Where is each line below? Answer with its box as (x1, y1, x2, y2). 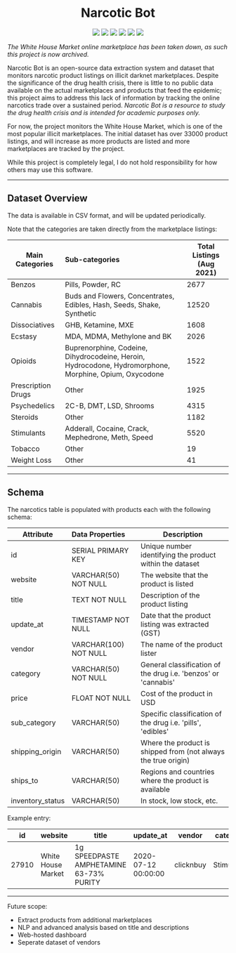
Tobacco (11, 444, 40, 454)
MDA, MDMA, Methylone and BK (65, 331, 172, 341)
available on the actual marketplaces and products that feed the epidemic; (7, 86, 223, 94)
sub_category (11, 718, 56, 728)
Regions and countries (140, 767, 215, 777)
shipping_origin (11, 747, 62, 756)
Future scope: (7, 902, 48, 910)
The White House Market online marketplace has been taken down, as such (7, 42, 228, 51)
